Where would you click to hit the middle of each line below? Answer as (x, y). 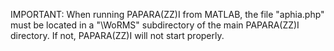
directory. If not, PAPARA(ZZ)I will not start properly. (117, 35)
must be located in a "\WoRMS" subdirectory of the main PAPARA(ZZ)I (155, 25)
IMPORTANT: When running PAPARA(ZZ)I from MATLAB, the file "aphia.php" (167, 14)
